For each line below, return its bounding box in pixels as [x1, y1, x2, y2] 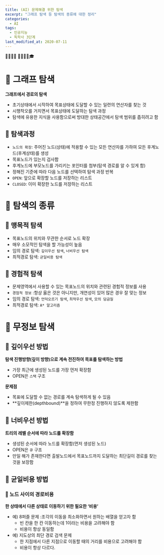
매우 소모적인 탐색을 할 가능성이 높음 [12, 241, 82, 247]
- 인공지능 [9, 30, 28, 35]
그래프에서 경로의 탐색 [5, 91, 47, 97]
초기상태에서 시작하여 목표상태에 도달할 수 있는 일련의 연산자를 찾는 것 [12, 102, 147, 108]
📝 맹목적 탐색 [5, 221, 43, 230]
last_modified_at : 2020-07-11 [5, 40, 67, 44]
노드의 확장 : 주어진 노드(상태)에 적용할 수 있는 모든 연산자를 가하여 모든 [12, 144, 146, 150]
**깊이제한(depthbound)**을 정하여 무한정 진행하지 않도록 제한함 [12, 400, 139, 406]
